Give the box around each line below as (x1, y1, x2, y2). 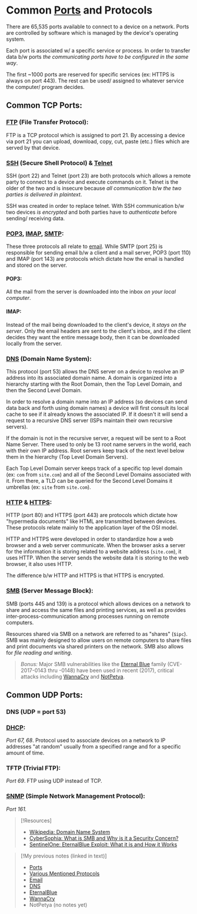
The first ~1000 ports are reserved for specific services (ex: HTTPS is (6, 71, 175, 78)
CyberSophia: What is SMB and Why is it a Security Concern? (29, 834, 179, 842)
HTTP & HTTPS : (6, 498, 52, 506)
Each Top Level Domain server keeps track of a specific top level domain (6, 465, 183, 472)
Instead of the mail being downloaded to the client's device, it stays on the (6, 321, 187, 328)
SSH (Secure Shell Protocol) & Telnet (6, 158, 113, 167)
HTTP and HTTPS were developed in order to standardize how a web (6, 535, 173, 542)
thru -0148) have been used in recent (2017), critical (48, 667, 174, 674)
